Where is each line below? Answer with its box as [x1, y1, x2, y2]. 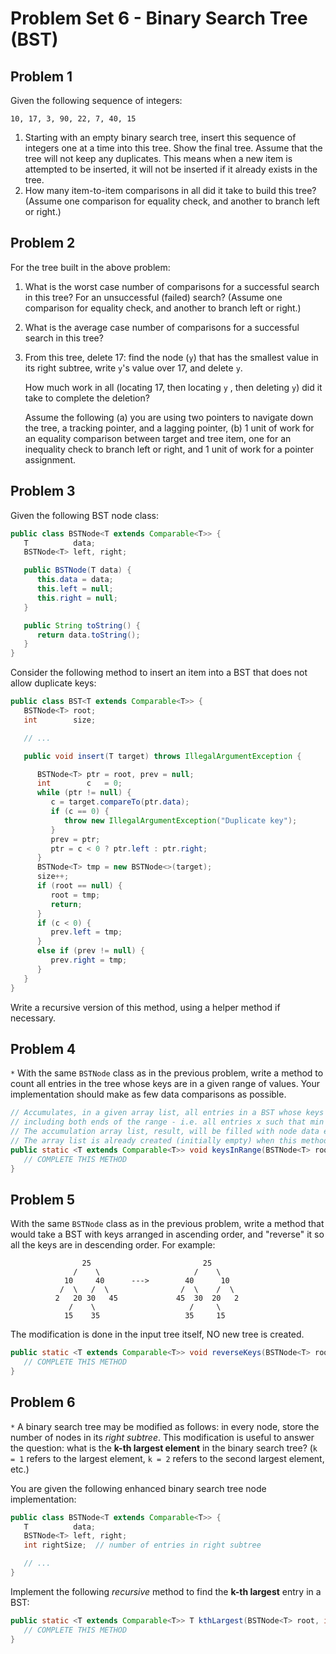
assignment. [24, 453, 76, 466]
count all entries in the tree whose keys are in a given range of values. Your [10, 1078, 321, 1090]
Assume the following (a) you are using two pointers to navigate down [24, 411, 314, 423]
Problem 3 [10, 483, 76, 500]
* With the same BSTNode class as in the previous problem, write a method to [10, 1067, 324, 1079]
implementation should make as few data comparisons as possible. [10, 1088, 287, 1101]
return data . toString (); [36, 630, 141, 640]
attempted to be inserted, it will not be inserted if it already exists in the [24, 163, 318, 175]
